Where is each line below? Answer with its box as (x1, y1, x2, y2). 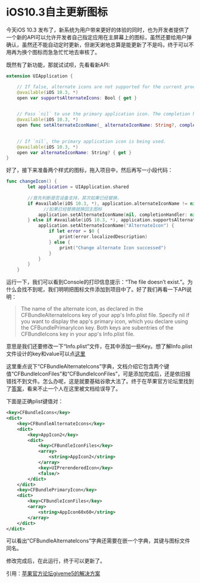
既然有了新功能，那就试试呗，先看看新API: (6, 61, 110, 68)
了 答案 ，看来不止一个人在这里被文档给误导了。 (6, 385, 121, 393)
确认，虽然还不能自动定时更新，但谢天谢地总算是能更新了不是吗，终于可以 (6, 41, 189, 48)
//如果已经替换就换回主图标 (43, 206, 102, 212)
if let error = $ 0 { (48, 228, 100, 234)
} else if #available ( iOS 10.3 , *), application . (27, 217, 153, 223)
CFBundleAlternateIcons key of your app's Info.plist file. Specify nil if (20, 312, 190, 319)
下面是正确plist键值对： (6, 398, 64, 405)
